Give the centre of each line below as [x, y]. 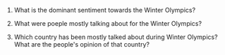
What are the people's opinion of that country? [82, 44]
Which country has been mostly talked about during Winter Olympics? [116, 37]
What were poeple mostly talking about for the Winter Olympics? [108, 23]
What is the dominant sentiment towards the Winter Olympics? [105, 10]
